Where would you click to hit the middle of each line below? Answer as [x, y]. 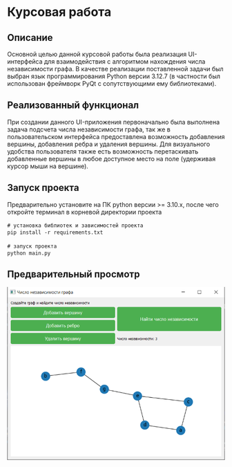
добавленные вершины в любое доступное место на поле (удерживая [112, 158]
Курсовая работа [59, 12]
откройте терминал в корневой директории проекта [85, 212]
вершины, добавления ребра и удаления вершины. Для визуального [109, 144]
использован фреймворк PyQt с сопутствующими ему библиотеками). [112, 83]
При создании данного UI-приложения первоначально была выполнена [114, 122]
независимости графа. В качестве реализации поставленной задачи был [115, 69]
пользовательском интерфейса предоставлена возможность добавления [116, 136]
